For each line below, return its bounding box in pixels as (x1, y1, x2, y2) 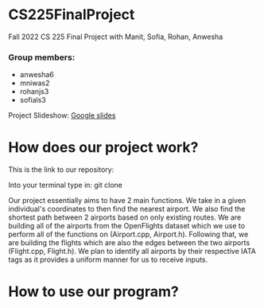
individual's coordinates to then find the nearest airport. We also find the (8, 205, 246, 214)
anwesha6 (19, 70, 54, 80)
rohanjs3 (19, 87, 49, 96)
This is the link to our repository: (8, 165, 115, 174)
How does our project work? (8, 138, 199, 157)
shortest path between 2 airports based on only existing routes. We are (8, 212, 242, 222)
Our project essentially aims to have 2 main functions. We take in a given (8, 196, 247, 205)
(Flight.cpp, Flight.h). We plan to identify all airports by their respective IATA (8, 247, 256, 256)
